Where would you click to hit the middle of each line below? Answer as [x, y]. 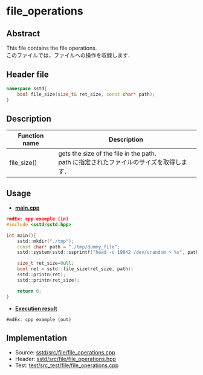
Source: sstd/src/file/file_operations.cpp [65, 353]
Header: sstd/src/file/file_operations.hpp [66, 359]
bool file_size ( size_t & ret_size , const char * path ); [86, 94]
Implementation [37, 338]
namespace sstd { [27, 88]
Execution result [36, 308]
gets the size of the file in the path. [107, 154]
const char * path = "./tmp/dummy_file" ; [69, 247]
